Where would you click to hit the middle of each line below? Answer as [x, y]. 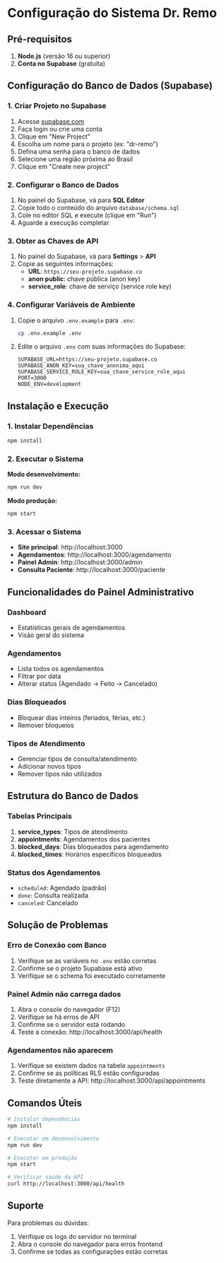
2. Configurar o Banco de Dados [63, 185]
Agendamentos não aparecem [60, 1050]
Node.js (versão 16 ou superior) [64, 56]
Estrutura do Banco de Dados [73, 796]
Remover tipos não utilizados [60, 774]
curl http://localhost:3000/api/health [66, 1184]
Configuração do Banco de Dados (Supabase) [110, 86]
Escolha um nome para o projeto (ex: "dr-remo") [88, 144]
